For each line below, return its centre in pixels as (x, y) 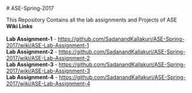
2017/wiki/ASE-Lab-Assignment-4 (48, 83)
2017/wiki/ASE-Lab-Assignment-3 (48, 71)
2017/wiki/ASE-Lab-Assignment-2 (48, 58)
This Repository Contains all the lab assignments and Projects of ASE (91, 20)
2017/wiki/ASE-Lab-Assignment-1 (48, 45)
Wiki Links (19, 26)
